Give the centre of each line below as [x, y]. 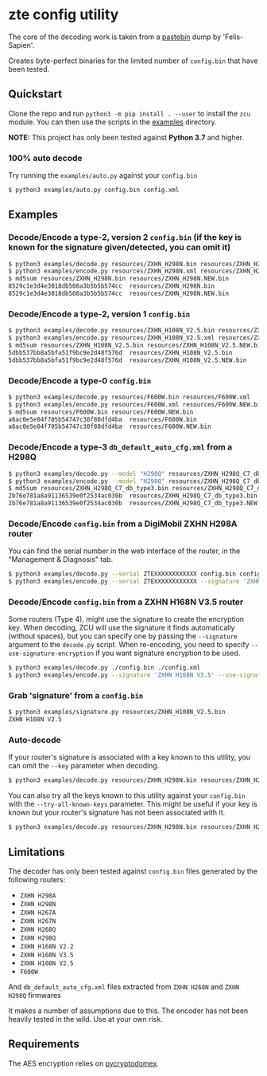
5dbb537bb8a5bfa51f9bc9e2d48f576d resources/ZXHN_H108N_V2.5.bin [120, 352]
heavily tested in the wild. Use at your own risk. [85, 1019]
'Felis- [233, 37]
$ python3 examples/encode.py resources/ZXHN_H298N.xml [103, 271]
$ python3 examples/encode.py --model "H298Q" [87, 481]
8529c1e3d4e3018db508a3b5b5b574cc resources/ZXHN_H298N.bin [112, 286]
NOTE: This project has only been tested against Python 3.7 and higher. [126, 137]
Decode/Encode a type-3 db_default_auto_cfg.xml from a [120, 447]
